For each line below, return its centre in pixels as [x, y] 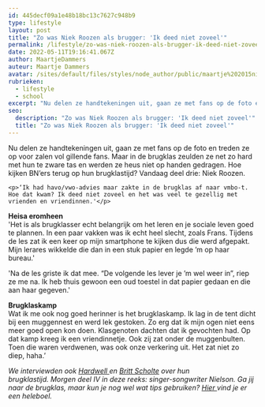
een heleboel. [30, 396]
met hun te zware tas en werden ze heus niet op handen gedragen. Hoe [125, 164]
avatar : [21, 74]
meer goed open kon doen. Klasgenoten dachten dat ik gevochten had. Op [129, 330]
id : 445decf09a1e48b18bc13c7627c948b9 [72, 15]
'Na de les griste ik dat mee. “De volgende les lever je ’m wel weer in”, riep [129, 273]
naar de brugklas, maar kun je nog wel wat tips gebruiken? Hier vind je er [128, 387]
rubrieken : [26, 81]
